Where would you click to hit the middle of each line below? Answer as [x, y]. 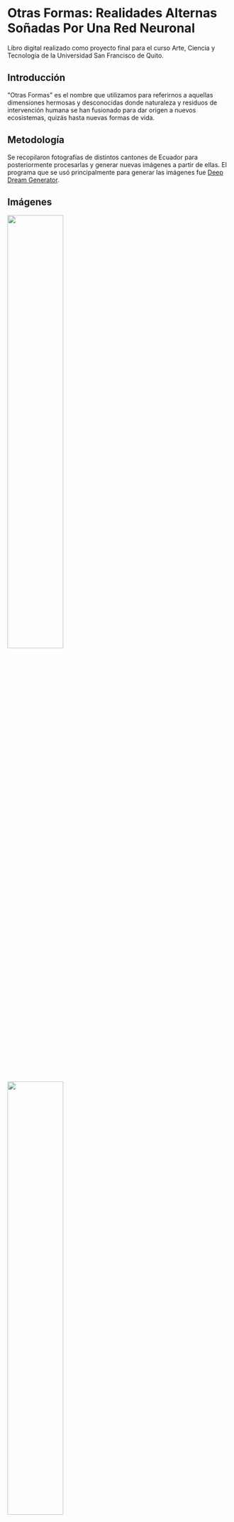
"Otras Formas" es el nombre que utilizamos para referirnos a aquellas [110, 95]
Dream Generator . [33, 180]
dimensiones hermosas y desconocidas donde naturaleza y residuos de [112, 102]
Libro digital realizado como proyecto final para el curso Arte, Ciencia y [111, 48]
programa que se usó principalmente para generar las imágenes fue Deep [115, 172]
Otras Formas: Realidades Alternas [112, 13]
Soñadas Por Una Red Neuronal [101, 28]
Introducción [37, 78]
